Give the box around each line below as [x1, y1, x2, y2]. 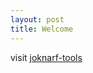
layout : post [10, 14, 65, 25]
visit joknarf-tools [10, 51, 83, 63]
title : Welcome [10, 24, 74, 34]
